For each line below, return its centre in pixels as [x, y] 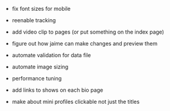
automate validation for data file [52, 55]
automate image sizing [40, 67]
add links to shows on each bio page [58, 90]
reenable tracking [34, 20]
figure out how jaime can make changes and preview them [85, 43]
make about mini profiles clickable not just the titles [76, 102]
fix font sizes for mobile [41, 9]
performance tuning [37, 78]
